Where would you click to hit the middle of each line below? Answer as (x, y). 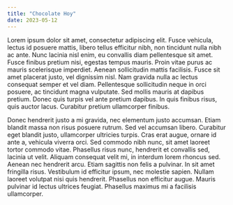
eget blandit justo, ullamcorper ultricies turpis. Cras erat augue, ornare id (112, 134)
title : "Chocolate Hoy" (42, 14)
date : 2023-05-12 (32, 20)
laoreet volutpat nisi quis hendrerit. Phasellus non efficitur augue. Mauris (112, 179)
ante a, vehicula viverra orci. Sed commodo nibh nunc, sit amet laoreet (109, 142)
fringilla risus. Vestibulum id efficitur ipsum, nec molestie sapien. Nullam (111, 172)
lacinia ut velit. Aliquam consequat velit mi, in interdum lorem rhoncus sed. (114, 156)
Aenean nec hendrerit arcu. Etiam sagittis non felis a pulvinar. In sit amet (111, 164)
